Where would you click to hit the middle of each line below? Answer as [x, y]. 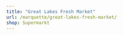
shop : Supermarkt [28, 23]
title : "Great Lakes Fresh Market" [51, 12]
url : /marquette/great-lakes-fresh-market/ [62, 17]
